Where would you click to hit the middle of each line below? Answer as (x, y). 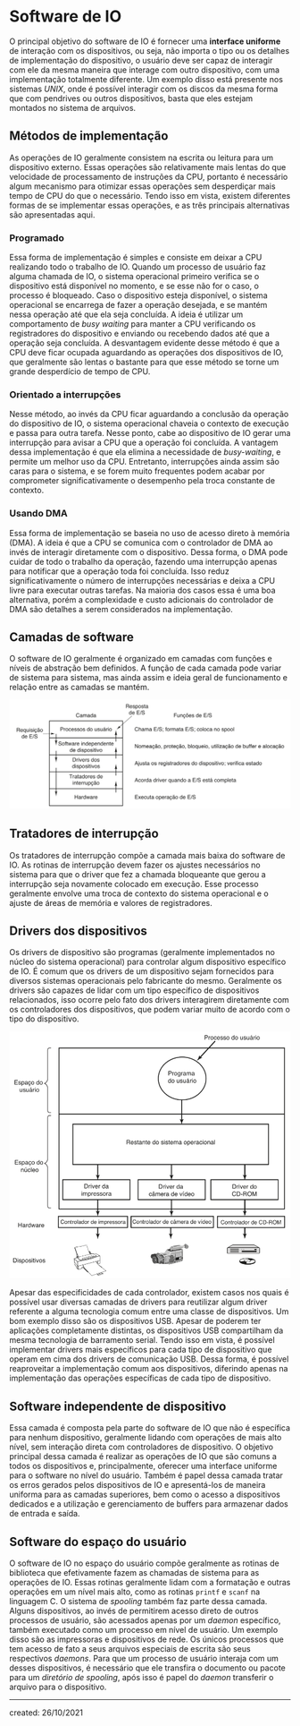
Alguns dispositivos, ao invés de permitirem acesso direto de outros (134, 1611)
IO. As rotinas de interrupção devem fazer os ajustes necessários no (135, 865)
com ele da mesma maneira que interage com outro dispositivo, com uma (144, 70)
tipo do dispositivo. (44, 1019)
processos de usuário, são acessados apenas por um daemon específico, (145, 1620)
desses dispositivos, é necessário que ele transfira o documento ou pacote (147, 1668)
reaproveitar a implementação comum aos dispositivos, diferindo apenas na (149, 1369)
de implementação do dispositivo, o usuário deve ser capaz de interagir (141, 60)
